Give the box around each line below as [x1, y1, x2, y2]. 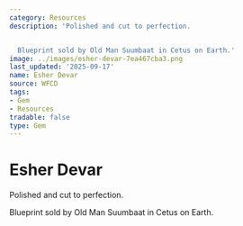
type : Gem [9, 121, 47, 131]
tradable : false [9, 113, 70, 122]
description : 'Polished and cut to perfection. [9, 22, 192, 31]
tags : [9, 87, 30, 96]
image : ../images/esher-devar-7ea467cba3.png [9, 54, 183, 63]
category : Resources [9, 13, 87, 23]
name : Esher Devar [9, 71, 78, 80]
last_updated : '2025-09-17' [9, 62, 115, 72]
